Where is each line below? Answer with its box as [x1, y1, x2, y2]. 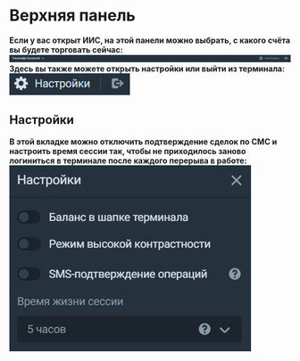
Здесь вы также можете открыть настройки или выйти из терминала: [9, 63, 286, 74]
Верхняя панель [9, 5, 136, 26]
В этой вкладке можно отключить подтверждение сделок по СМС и [9, 135, 278, 147]
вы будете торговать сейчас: [9, 44, 123, 54]
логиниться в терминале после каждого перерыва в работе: [9, 155, 247, 166]
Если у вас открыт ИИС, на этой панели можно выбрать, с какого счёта [9, 35, 291, 45]
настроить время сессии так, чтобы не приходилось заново [9, 145, 246, 156]
